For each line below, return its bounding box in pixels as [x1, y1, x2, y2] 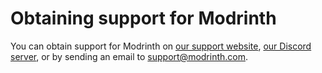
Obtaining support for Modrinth [10, 7, 277, 30]
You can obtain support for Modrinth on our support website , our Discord [10, 40, 312, 52]
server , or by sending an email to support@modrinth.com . [10, 50, 249, 62]
